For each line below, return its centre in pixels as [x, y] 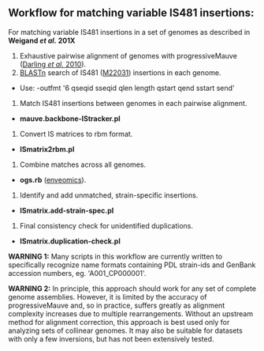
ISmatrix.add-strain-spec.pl [67, 210]
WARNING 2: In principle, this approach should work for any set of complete [132, 289]
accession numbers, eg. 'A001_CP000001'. [77, 273]
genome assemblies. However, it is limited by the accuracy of [108, 296]
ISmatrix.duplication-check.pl [70, 241]
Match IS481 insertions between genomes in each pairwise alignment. [133, 103]
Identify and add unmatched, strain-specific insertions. [109, 195]
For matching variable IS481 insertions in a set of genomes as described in [129, 32]
